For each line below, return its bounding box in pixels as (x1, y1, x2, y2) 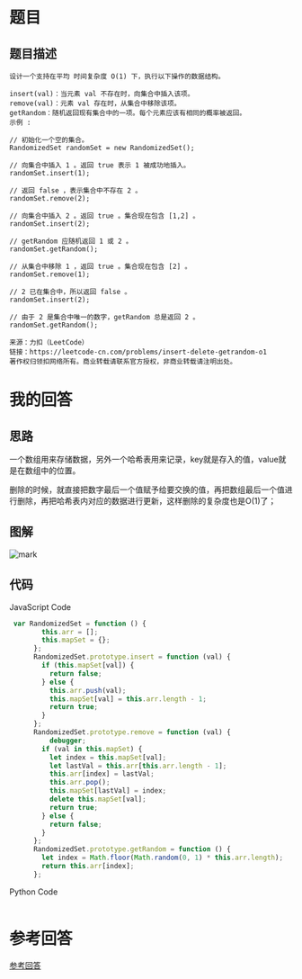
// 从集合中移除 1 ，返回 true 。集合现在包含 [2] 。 (9, 262, 191, 271)
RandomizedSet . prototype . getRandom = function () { (32, 845, 231, 854)
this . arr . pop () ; (49, 778, 111, 787)
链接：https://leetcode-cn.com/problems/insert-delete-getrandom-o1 (9, 347, 268, 356)
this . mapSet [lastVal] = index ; (49, 786, 167, 795)
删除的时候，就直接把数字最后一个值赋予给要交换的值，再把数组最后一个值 (9, 484, 285, 495)
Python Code (9, 886, 58, 897)
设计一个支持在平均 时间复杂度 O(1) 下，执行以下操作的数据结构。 (9, 72, 226, 81)
